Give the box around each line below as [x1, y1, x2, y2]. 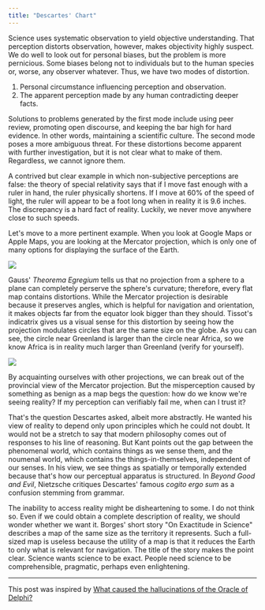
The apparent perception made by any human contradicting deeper [19, 90, 239, 99]
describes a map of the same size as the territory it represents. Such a [8, 528, 237, 537]
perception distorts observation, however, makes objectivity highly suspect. [8, 41, 255, 51]
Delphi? [8, 593, 33, 602]
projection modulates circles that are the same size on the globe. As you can [8, 325, 257, 335]
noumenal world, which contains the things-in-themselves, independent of [8, 454, 251, 463]
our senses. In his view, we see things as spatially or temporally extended [8, 463, 247, 472]
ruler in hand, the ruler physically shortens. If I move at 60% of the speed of [8, 188, 255, 197]
